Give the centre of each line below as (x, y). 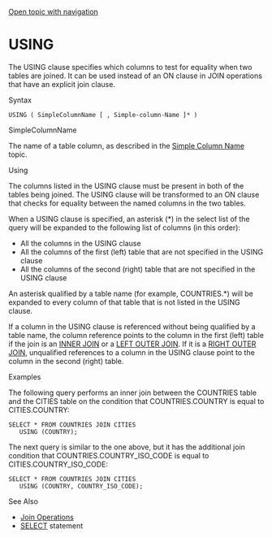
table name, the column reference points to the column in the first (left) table (136, 335)
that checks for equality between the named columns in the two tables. (127, 203)
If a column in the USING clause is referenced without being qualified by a (132, 326)
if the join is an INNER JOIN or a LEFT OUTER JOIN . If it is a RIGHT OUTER (132, 344)
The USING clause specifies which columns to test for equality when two (130, 67)
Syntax (20, 100)
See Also (24, 501)
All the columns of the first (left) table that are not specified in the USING (142, 252)
